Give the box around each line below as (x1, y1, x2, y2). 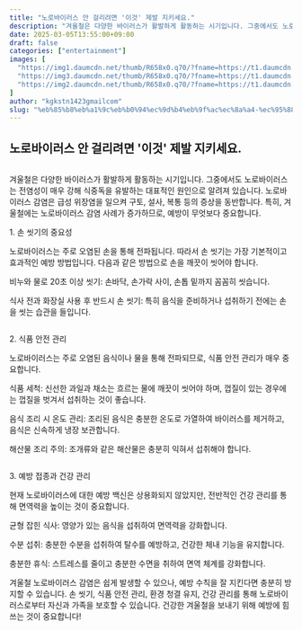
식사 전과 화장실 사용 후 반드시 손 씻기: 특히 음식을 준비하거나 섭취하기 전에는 (9, 296, 278, 306)
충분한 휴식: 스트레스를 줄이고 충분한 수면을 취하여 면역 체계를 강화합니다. (9, 558, 266, 569)
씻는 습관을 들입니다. (18, 306, 92, 317)
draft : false (9, 38, 58, 48)
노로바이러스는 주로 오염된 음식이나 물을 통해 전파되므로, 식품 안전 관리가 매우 (9, 352, 280, 364)
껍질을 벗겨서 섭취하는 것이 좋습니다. (18, 395, 147, 405)
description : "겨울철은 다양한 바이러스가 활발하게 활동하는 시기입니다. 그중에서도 (9, 22, 279, 31)
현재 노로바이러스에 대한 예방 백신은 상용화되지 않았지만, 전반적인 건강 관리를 (9, 490, 279, 501)
